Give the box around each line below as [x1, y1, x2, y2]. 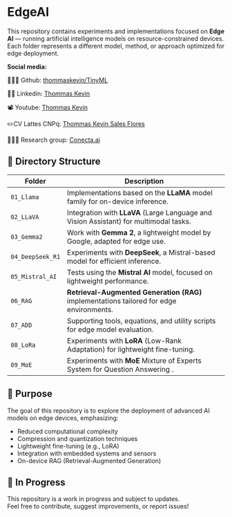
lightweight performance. [66, 276, 149, 286]
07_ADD [10, 321, 32, 329]
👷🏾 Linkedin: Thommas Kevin [7, 89, 90, 98]
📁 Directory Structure [7, 156, 101, 167]
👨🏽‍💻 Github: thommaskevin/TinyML [7, 75, 108, 84]
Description [124, 176, 164, 185]
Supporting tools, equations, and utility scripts [66, 316, 216, 325]
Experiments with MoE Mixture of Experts [66, 356, 202, 365]
